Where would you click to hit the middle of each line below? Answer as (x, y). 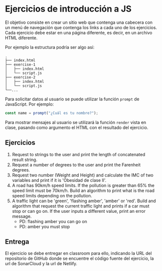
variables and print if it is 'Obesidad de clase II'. (59, 180)
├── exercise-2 (20, 77)
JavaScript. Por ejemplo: (29, 104)
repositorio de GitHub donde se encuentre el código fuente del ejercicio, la (79, 258)
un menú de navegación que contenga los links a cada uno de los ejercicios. (81, 27)
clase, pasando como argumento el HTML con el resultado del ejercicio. (77, 128)
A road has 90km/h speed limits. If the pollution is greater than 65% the (83, 185)
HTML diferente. (21, 38)
